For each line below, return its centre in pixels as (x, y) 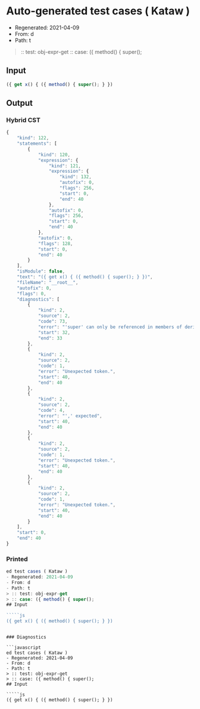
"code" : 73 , (53, 322)
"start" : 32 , (54, 332)
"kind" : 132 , (76, 177)
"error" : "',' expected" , (70, 416)
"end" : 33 (50, 338)
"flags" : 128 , (55, 243)
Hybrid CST (23, 120)
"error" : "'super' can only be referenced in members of (110, 327)
